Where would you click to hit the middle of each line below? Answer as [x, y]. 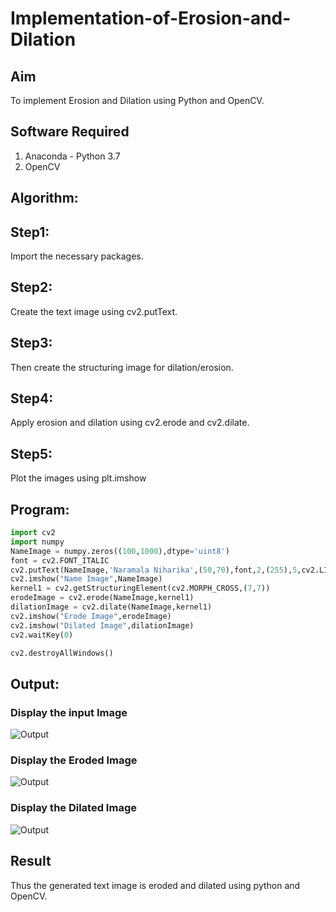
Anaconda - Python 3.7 [72, 156]
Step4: [32, 398]
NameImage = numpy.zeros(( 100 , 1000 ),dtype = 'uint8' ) [120, 551]
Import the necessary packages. [77, 256]
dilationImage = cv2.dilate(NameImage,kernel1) [111, 607]
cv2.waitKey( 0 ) [42, 635]
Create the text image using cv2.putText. [94, 311]
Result [31, 861]
